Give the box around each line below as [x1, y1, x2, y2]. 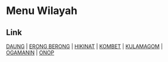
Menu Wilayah [6, 4, 78, 18]
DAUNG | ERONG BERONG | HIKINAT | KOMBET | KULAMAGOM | [6, 43, 163, 50]
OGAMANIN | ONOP [6, 49, 54, 56]
